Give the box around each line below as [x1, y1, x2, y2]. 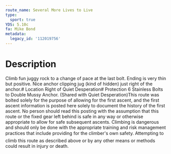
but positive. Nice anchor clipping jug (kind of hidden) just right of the [5, 81, 153, 87]
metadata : [5, 31, 27, 36]
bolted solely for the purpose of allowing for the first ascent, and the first [5, 97, 160, 103]
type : [5, 12, 17, 17]
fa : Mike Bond [5, 27, 36, 32]
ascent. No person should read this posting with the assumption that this [5, 108, 159, 114]
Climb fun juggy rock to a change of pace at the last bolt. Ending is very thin [5, 75, 166, 81]
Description [5, 59, 56, 70]
